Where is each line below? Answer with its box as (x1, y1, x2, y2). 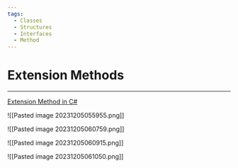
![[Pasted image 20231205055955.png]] (7, 111, 125, 120)
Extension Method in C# (7, 97, 78, 106)
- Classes (13, 17, 42, 24)
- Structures (13, 23, 52, 30)
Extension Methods (7, 67, 125, 84)
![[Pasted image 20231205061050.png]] (7, 152, 124, 161)
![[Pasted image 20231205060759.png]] (7, 125, 125, 133)
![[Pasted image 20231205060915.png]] (7, 139, 124, 147)
